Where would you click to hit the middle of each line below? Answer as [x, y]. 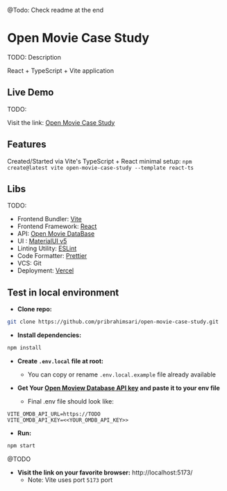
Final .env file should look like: [71, 401]
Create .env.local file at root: [60, 361]
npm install [24, 348]
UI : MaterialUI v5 [42, 241]
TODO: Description [34, 57]
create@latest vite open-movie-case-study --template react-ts [101, 168]
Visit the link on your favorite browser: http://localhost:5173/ [105, 472]
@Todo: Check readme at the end [56, 10]
